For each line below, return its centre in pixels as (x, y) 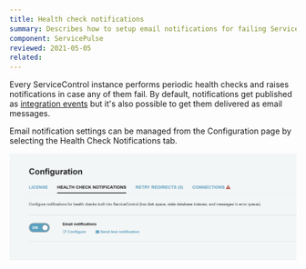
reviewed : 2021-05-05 (51, 48)
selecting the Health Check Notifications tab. (93, 141)
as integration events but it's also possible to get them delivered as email (146, 104)
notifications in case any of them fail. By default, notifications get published (151, 95)
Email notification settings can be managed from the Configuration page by (150, 131)
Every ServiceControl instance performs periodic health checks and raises (149, 85)
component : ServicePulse (56, 38)
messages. (30, 114)
